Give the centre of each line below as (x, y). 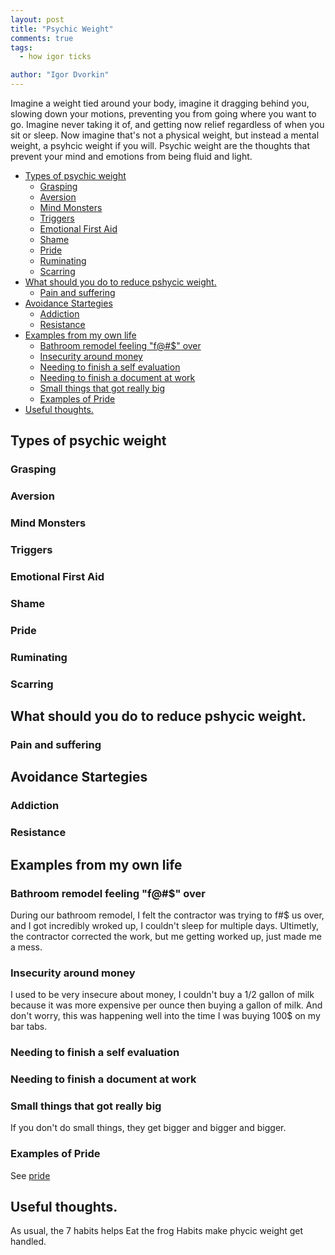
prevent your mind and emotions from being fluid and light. (131, 156)
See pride (30, 1175)
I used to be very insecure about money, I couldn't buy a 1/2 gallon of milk (162, 995)
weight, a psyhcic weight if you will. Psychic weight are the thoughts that (160, 145)
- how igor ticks (55, 57)
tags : (21, 47)
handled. (28, 1242)
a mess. (26, 947)
